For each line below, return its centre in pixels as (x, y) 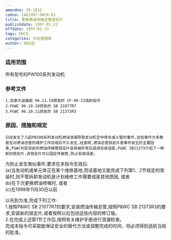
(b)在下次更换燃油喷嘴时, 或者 (36, 183)
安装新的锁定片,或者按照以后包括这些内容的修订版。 (65, 213)
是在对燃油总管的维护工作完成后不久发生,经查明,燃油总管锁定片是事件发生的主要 (78, 143)
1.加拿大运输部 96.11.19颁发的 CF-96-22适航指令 (53, 101)
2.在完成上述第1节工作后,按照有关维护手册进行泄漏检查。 (65, 219)
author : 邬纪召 (20, 43)
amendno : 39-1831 (24, 10)
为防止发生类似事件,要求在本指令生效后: (47, 164)
